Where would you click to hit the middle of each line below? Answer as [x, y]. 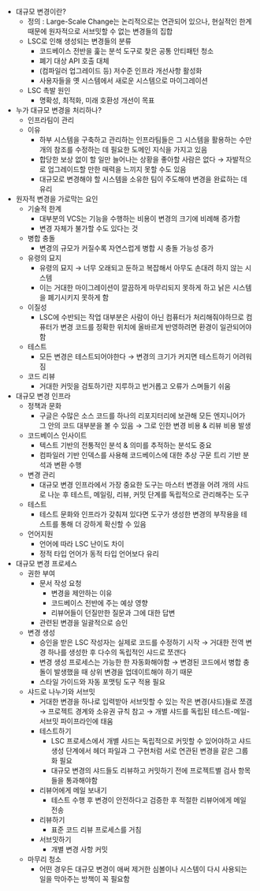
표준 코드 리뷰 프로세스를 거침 [96, 829]
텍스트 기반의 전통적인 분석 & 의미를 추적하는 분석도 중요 [126, 445]
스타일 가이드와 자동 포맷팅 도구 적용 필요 [102, 682]
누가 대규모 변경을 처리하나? [59, 110]
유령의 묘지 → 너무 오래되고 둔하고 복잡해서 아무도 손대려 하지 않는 [141, 268]
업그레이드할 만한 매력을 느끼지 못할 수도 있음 [117, 169]
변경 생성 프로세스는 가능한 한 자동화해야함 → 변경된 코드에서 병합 [140, 662]
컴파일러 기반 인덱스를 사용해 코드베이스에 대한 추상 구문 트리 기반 [140, 455]
